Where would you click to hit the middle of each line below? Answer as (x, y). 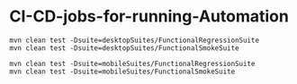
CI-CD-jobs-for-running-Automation (149, 17)
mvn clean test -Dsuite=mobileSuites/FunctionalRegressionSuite (132, 63)
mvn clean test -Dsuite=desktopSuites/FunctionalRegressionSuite (134, 40)
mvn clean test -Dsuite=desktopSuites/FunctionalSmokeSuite (125, 48)
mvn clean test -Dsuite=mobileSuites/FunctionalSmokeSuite (122, 71)
